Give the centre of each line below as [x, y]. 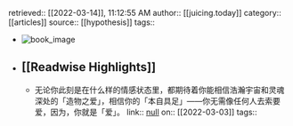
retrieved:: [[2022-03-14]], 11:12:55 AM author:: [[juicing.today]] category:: [145, 13]
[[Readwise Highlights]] [89, 67]
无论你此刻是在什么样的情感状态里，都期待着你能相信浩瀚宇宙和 [151, 90]
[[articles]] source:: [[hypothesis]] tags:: [81, 22]
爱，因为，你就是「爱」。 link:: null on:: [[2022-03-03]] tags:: [146, 112]
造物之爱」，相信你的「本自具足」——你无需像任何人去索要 [173, 100]
